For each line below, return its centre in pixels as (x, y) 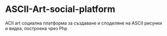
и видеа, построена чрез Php (36, 28)
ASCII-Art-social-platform (60, 9)
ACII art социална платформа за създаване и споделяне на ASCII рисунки (83, 23)
